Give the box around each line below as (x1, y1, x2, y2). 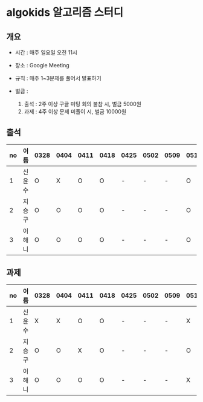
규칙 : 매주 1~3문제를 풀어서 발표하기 (14, 75, 101, 82)
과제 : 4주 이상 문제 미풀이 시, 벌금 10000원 (24, 108, 127, 115)
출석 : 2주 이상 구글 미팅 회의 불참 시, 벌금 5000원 (24, 101, 142, 107)
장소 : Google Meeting (14, 62, 69, 69)
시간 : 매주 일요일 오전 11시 (14, 49, 77, 56)
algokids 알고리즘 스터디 (6, 5, 124, 19)
